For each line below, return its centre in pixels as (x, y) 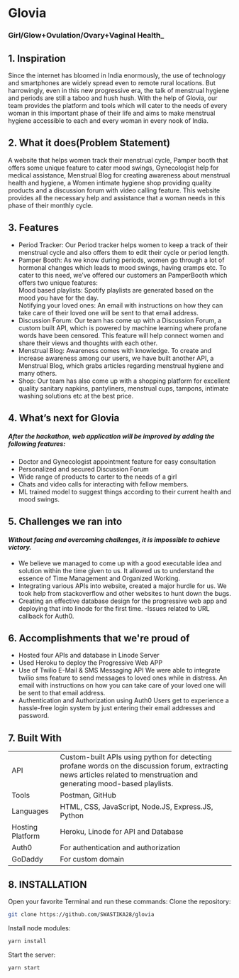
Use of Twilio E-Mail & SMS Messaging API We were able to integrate (119, 670)
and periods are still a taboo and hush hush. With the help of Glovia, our (113, 98)
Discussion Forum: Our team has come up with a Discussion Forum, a (120, 320)
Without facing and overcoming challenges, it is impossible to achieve (114, 539)
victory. (20, 547)
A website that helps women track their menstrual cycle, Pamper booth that (118, 160)
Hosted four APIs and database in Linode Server (89, 656)
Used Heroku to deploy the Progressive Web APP (90, 663)
